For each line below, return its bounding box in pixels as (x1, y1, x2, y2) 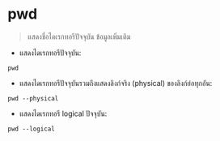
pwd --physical (7, 94, 59, 102)
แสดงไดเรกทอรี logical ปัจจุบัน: (19, 109, 108, 118)
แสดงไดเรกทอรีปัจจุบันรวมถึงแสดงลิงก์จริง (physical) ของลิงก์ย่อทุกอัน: (19, 78, 213, 88)
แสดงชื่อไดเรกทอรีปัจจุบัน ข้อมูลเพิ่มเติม (27, 32, 131, 41)
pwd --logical (7, 125, 56, 133)
